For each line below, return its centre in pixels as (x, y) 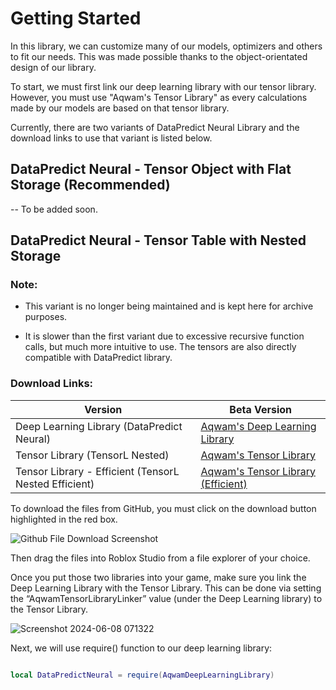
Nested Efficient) (55, 484)
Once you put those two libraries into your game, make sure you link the (158, 577)
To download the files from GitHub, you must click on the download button (163, 508)
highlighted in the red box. (64, 519)
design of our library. (53, 67)
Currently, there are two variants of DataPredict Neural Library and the (155, 127)
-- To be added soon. (54, 209)
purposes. (46, 317)
